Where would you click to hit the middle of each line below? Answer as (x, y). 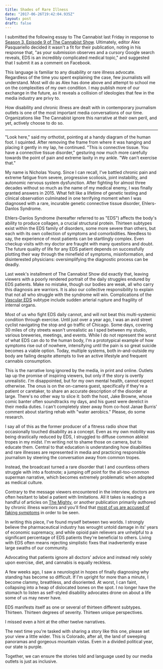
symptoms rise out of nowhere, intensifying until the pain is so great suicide (81, 346)
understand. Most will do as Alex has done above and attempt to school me (80, 83)
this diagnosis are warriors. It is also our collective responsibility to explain (79, 290)
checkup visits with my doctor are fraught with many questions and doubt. (79, 244)
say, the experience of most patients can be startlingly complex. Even (74, 239)
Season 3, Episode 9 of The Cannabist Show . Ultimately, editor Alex (73, 42)
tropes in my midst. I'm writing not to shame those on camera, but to (73, 442)
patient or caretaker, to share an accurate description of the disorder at (76, 391)
